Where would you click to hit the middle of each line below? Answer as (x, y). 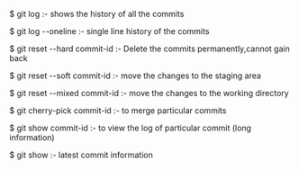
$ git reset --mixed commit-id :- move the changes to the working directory (149, 93)
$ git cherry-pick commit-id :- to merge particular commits (118, 111)
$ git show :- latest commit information (81, 155)
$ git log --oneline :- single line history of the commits (109, 31)
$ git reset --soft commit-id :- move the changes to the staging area (135, 76)
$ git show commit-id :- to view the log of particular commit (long (131, 128)
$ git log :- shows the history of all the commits (97, 14)
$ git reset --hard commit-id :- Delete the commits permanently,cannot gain (149, 49)
